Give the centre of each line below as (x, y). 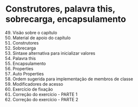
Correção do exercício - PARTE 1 (45, 94)
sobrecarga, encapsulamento (66, 19)
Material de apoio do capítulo (41, 38)
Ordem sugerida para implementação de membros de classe (73, 79)
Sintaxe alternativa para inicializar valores (54, 53)
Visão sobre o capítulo (35, 32)
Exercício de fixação (33, 89)
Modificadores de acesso (38, 84)
